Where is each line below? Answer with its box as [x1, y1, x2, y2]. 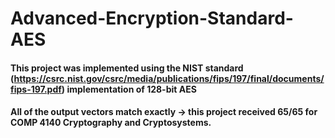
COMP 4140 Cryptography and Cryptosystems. [10, 117, 212, 129]
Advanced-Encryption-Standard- [10, 7, 294, 30]
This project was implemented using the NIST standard [10, 62, 244, 74]
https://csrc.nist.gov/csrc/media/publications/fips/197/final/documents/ [13, 72, 325, 84]
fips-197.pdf [10, 83, 62, 95]
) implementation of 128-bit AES [61, 83, 197, 95]
